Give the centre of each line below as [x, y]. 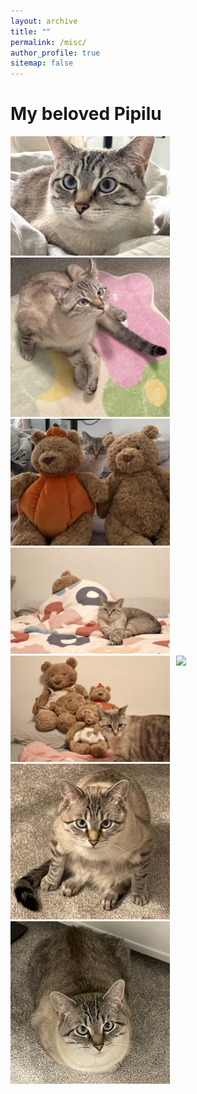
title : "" [31, 31]
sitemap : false [42, 63]
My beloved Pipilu [86, 114]
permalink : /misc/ [48, 42]
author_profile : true [55, 53]
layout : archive [44, 21]
